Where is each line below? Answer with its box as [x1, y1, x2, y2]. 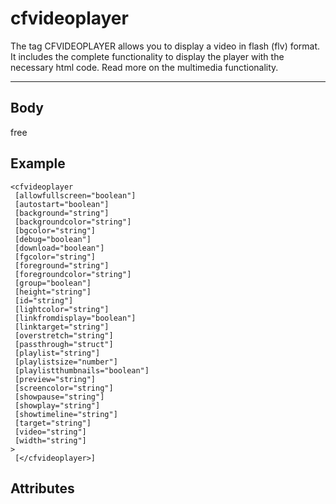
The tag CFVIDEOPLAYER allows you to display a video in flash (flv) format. [10, 40, 321, 52]
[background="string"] [14, 208, 110, 218]
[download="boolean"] [14, 243, 105, 253]
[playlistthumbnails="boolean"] [14, 365, 150, 376]
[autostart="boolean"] [14, 199, 110, 209]
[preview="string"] [14, 374, 97, 384]
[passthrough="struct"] [14, 339, 114, 349]
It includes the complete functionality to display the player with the [10, 50, 285, 62]
